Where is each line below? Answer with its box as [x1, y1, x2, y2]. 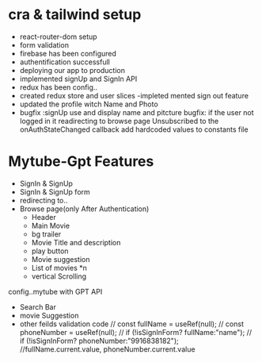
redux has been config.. [19, 82, 97, 92]
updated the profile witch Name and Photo [19, 99, 158, 109]
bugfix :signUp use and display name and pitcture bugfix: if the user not [19, 107, 255, 117]
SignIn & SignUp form [19, 187, 91, 196]
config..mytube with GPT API [8, 287, 103, 296]
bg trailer [31, 229, 62, 239]
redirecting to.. [19, 195, 68, 205]
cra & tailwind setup [8, 6, 142, 24]
